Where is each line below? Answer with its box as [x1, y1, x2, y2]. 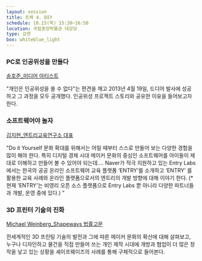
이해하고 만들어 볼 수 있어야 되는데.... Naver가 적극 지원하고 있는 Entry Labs [17, 159, 196, 166]
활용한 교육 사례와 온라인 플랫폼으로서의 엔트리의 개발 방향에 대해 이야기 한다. [6, 174, 188, 181]
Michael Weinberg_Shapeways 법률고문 [6, 220, 103, 227]
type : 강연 [6, 31, 31, 37]
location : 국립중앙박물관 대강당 [6, 25, 78, 32]
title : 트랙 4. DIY [6, 14, 53, 20]
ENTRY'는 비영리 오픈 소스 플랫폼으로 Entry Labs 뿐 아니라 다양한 [19, 181, 173, 189]
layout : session [6, 8, 47, 15]
